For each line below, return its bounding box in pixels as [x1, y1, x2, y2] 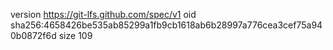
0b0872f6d [10, 30, 57, 41]
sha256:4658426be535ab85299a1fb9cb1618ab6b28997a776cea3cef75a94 [10, 19, 323, 31]
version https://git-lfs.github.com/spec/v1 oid [10, 9, 197, 20]
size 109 [58, 30, 93, 41]
